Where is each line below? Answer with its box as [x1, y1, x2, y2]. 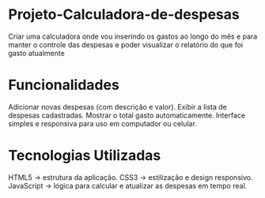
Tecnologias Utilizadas [8, 147, 161, 165]
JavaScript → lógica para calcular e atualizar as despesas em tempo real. [8, 181, 248, 190]
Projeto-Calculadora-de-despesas [8, 6, 240, 24]
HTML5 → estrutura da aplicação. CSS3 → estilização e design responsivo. [8, 172, 253, 182]
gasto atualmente [8, 48, 65, 58]
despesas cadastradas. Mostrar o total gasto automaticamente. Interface [8, 110, 246, 120]
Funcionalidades [8, 77, 120, 94]
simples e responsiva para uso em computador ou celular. [8, 118, 198, 128]
